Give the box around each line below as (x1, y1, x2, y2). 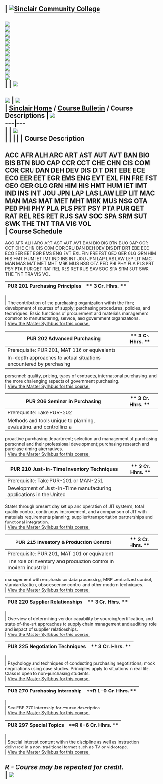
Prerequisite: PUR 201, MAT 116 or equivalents (7, 346, 115, 353)
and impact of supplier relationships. (5, 626, 79, 632)
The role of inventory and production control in (7, 558, 114, 565)
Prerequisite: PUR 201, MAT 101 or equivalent (7, 550, 113, 557)
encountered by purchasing (7, 360, 70, 367)
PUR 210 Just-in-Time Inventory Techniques (10, 466, 118, 472)
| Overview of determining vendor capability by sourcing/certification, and (5, 616, 153, 621)
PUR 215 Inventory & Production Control (15, 539, 111, 545)
